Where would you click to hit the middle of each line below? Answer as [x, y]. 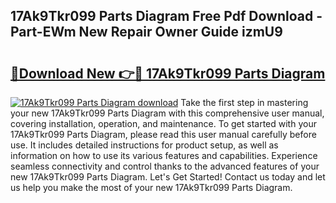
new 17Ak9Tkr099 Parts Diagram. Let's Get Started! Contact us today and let [168, 177]
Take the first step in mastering [244, 102]
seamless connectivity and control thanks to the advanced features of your [165, 166]
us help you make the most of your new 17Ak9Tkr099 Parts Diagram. [151, 187]
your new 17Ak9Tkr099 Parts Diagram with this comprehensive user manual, [167, 113]
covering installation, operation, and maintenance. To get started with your [163, 123]
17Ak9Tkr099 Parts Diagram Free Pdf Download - [166, 16]
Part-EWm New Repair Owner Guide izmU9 [146, 32]
